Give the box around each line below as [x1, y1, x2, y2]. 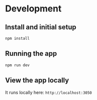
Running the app [5, 49, 57, 58]
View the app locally [5, 76, 69, 85]
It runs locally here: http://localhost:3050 [5, 89, 93, 95]
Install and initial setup [5, 23, 77, 31]
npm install [5, 36, 30, 41]
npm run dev [5, 63, 30, 68]
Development [5, 3, 62, 14]
